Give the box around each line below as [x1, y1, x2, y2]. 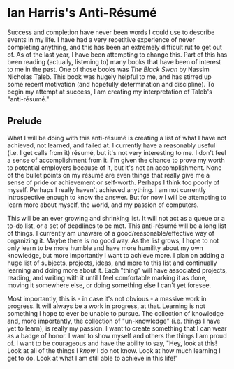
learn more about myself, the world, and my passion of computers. [7, 201, 199, 209]
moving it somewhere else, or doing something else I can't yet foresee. [7, 281, 212, 289]
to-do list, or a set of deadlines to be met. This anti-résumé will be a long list [7, 222, 227, 230]
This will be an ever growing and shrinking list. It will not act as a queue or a [7, 214, 226, 222]
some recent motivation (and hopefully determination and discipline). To [7, 80, 215, 88]
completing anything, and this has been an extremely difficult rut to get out [7, 43, 222, 51]
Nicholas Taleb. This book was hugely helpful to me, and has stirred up [7, 72, 212, 81]
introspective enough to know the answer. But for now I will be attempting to [7, 193, 227, 201]
